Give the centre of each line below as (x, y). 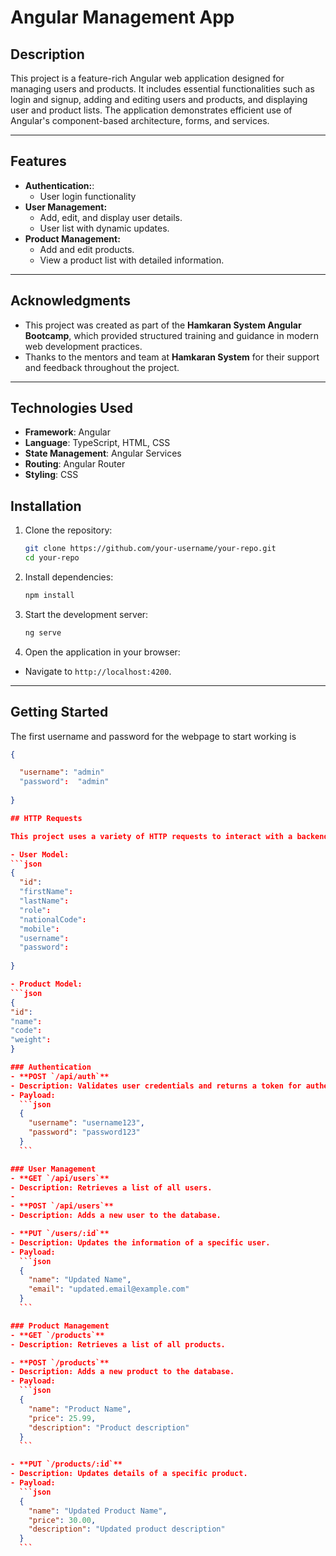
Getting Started (59, 712)
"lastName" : (44, 901)
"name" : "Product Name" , (80, 1409)
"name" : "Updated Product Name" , (98, 1511)
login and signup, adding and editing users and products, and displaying (159, 99)
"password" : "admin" (64, 782)
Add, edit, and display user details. (111, 217)
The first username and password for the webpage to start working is (153, 736)
